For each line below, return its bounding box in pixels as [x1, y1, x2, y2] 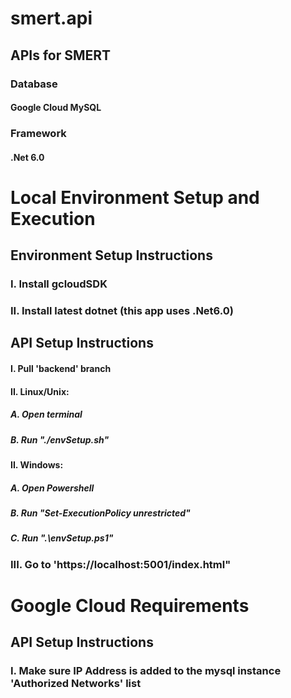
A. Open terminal [10, 408, 83, 421]
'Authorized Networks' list [10, 677, 142, 691]
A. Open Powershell [10, 482, 95, 494]
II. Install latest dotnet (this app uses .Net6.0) [10, 304, 234, 318]
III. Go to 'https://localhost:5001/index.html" [10, 557, 232, 571]
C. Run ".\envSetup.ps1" [10, 532, 114, 544]
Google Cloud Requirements [10, 594, 250, 617]
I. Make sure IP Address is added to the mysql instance [10, 664, 282, 678]
